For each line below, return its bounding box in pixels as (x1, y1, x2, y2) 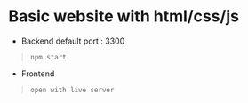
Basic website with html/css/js (8, 6, 239, 27)
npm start (29, 52, 68, 61)
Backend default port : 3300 (20, 36, 125, 46)
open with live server (29, 85, 115, 94)
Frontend (20, 68, 55, 79)
